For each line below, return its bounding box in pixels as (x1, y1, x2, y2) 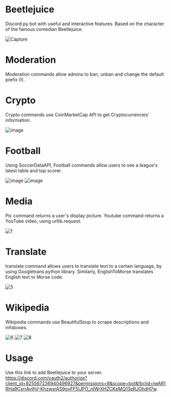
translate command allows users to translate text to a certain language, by (5, 263, 162, 269)
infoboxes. (5, 324, 28, 330)
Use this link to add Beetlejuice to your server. (5, 369, 103, 375)
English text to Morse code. (5, 274, 64, 280)
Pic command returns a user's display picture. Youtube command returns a (5, 212, 164, 219)
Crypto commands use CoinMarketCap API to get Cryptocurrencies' (5, 112, 150, 118)
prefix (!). (5, 76, 25, 83)
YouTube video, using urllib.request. (5, 218, 82, 224)
